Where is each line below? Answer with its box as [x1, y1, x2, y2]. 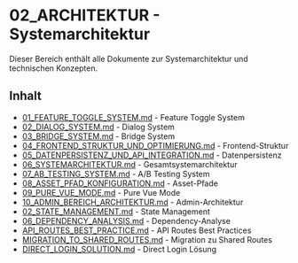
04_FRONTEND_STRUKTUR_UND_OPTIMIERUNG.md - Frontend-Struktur [21, 140, 289, 151]
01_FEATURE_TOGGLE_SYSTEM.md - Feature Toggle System [21, 112, 246, 122]
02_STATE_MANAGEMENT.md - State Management [21, 205, 211, 217]
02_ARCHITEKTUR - [9, 5, 161, 26]
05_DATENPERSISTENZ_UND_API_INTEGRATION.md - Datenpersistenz [21, 150, 282, 160]
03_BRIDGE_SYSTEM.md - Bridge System [21, 130, 176, 142]
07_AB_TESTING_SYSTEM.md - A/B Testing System [21, 168, 210, 179]
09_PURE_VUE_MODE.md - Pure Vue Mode [21, 187, 181, 197]
